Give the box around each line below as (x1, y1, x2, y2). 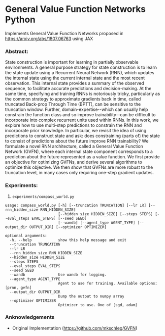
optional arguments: (5, 233, 48, 238)
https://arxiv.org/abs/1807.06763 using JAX (5, 36, 94, 42)
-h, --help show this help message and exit (9, 238, 127, 242)
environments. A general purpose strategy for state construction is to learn (5, 64, 157, 70)
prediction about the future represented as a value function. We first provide (5, 154, 160, 160)
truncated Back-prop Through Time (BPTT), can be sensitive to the (5, 101, 141, 107)
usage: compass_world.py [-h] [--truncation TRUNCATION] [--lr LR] (5, 203, 147, 208)
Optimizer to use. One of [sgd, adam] (58, 302, 138, 307)
